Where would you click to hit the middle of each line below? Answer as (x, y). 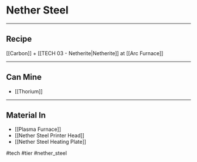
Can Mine (24, 77)
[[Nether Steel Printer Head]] (50, 136)
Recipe (19, 39)
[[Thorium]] (28, 91)
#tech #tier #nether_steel (37, 153)
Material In (26, 115)
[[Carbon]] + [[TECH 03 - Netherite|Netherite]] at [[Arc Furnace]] (85, 53)
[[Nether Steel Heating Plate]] (50, 142)
